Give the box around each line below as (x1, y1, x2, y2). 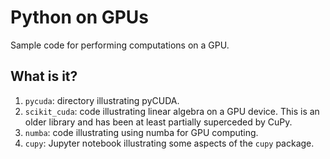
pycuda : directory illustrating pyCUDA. (24, 94, 180, 106)
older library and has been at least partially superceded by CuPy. (24, 116, 293, 128)
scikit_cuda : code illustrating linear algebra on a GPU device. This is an (24, 105, 320, 117)
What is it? (10, 68, 78, 85)
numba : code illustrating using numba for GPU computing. (24, 126, 259, 138)
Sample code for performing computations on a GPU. (10, 39, 230, 51)
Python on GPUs (10, 6, 150, 29)
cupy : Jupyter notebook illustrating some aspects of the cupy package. (24, 137, 315, 149)
